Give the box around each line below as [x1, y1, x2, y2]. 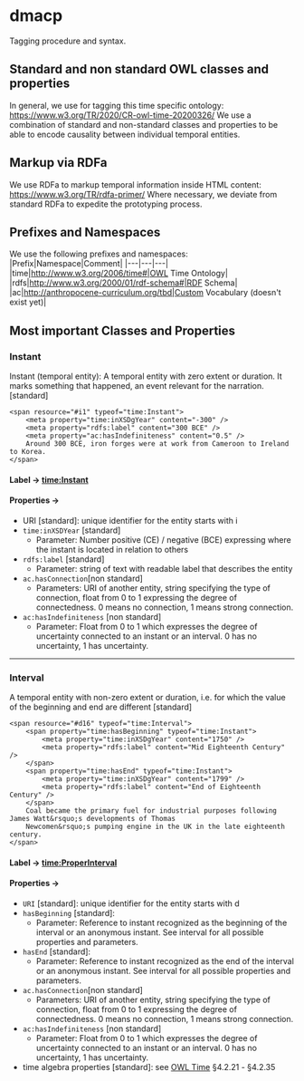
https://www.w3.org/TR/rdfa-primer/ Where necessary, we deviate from [9, 188, 278, 199]
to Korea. [9, 448, 47, 457]
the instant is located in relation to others [35, 544, 188, 555]
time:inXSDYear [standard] [22, 525, 121, 536]
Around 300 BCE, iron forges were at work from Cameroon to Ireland [25, 439, 290, 449]
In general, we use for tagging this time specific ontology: [9, 100, 224, 111]
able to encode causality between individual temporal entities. [9, 129, 241, 140]
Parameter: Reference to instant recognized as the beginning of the [35, 917, 288, 928]
